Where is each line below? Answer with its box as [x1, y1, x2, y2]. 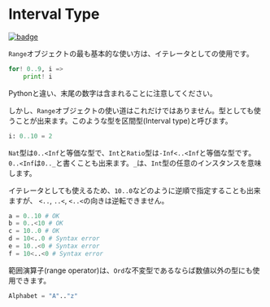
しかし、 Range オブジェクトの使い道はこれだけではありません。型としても [8, 105, 255, 115]
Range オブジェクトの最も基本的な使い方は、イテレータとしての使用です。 [8, 48, 254, 58]
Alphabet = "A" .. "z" [8, 292, 79, 300]
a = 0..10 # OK [8, 212, 60, 220]
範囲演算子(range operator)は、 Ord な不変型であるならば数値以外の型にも [8, 265, 254, 275]
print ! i [23, 72, 53, 81]
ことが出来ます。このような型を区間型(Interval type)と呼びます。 [15, 116, 233, 125]
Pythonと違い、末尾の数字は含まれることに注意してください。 [8, 88, 217, 98]
